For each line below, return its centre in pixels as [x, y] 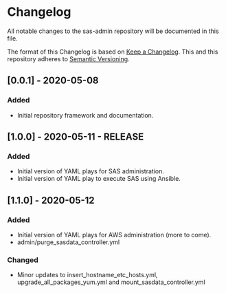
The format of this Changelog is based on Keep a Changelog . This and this [113, 52]
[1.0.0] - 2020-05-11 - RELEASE [76, 137]
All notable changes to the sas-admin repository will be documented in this [113, 31]
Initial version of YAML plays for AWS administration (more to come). [114, 235]
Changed [23, 260]
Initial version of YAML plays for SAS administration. [91, 171]
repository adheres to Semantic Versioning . [68, 58]
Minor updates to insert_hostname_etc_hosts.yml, [87, 275]
